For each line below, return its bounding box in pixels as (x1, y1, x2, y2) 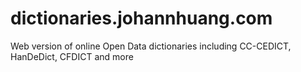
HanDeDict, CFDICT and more (10, 50, 134, 62)
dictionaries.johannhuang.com (10, 7, 273, 30)
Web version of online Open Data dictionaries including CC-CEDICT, (10, 40, 292, 52)
